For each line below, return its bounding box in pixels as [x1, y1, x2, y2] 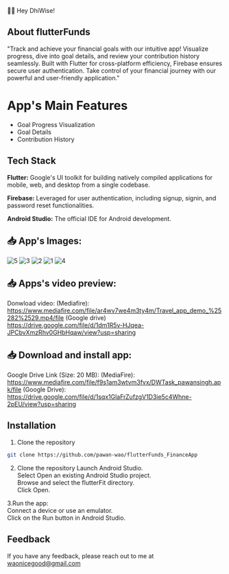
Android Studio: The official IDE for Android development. [7, 214, 171, 222]
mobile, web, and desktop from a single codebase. [7, 181, 150, 189]
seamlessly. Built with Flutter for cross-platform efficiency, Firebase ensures [7, 59, 223, 67]
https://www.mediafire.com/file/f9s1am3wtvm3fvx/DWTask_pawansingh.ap [7, 378, 221, 386]
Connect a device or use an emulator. [7, 506, 113, 514]
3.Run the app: [7, 498, 49, 507]
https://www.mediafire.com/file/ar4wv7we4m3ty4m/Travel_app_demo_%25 [7, 306, 222, 315]
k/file [7, 385, 22, 393]
